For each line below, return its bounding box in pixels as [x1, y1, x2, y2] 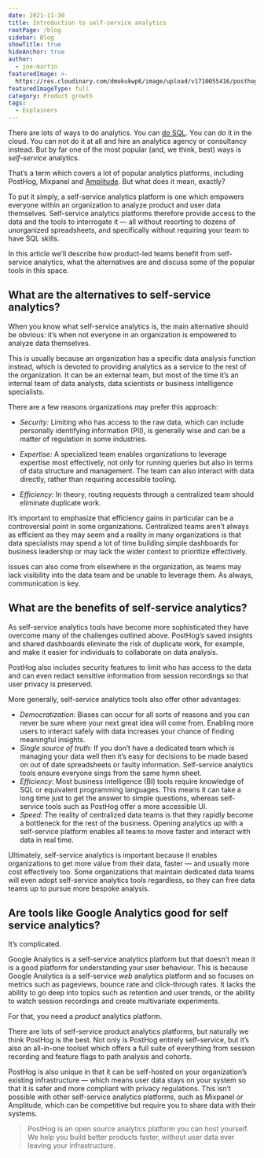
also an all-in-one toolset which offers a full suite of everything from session [8, 1043, 255, 1053]
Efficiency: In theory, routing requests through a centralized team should [19, 489, 255, 499]
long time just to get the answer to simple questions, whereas [19, 793, 219, 803]
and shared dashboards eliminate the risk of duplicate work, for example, [8, 638, 245, 649]
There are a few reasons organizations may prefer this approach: [8, 402, 218, 411]
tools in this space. [8, 266, 69, 275]
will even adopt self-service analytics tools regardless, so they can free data [8, 875, 255, 884]
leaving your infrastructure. [27, 1141, 116, 1150]
